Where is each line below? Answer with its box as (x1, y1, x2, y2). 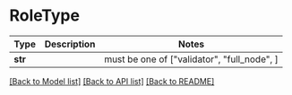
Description (44, 38, 96, 50)
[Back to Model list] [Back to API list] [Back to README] (9, 75, 215, 86)
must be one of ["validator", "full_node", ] (104, 53, 279, 65)
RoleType (9, 5, 81, 26)
